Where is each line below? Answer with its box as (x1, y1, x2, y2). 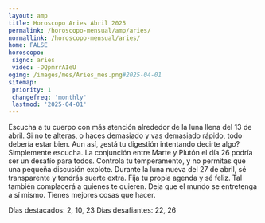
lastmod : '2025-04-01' (11, 100, 88, 108)
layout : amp (8, 11, 48, 20)
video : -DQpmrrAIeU (11, 64, 77, 72)
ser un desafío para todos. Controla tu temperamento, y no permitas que (8, 156, 247, 166)
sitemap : (8, 78, 37, 86)
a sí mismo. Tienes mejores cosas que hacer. (8, 190, 156, 200)
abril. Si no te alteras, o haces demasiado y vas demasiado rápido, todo (8, 131, 243, 140)
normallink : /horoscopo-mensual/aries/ (8, 33, 141, 42)
